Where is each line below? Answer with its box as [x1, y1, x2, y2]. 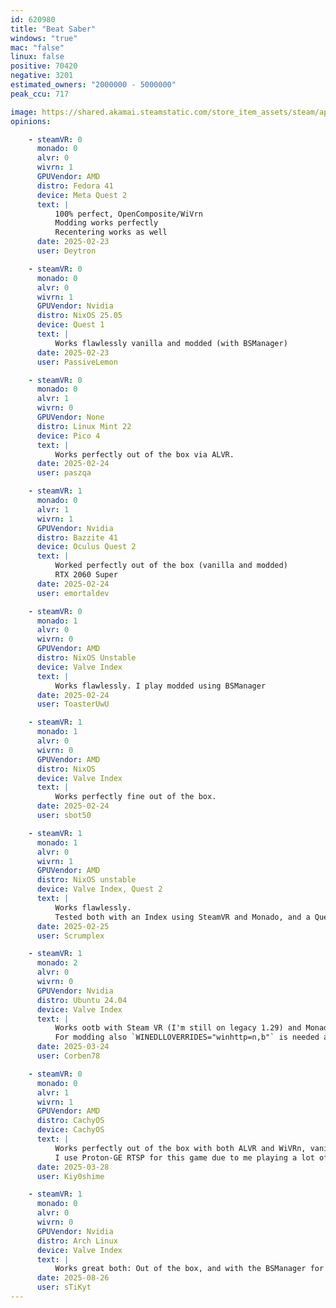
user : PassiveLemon [36, 357, 118, 367]
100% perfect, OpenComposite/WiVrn [54, 209, 203, 219]
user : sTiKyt [36, 1282, 92, 1293]
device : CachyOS [36, 1125, 105, 1135]
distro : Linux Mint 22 [36, 421, 132, 431]
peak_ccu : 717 [10, 89, 70, 99]
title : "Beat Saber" [10, 24, 97, 34]
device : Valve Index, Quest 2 [36, 884, 163, 895]
